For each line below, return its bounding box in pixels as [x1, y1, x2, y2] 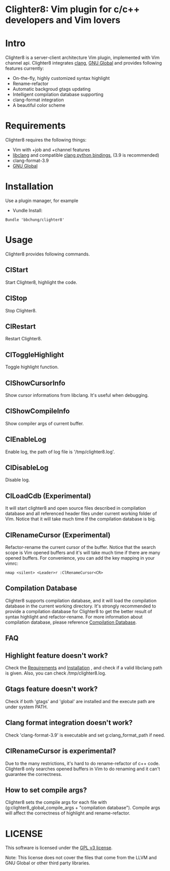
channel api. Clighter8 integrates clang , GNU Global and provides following [5, 60, 162, 66]
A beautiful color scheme [12, 102, 65, 108]
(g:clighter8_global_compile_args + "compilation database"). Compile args [5, 805, 160, 811]
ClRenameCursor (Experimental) [5, 531, 111, 539]
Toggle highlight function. [5, 364, 59, 370]
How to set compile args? [5, 786, 87, 794]
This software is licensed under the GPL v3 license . [5, 845, 113, 851]
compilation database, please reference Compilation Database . [5, 619, 137, 625]
